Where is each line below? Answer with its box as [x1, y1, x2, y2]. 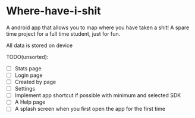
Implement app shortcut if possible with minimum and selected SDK [14, 92, 181, 99]
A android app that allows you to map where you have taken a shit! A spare [6, 24, 190, 31]
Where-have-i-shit [6, 4, 101, 18]
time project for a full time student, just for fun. [6, 30, 121, 37]
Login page [14, 72, 43, 79]
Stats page [14, 64, 42, 72]
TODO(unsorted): [6, 53, 49, 60]
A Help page [14, 98, 46, 105]
